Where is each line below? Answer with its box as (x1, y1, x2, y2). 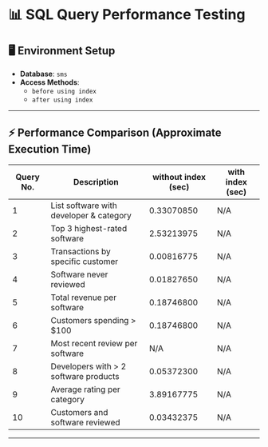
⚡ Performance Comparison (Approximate (8, 126, 222, 140)
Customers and (50, 406, 108, 417)
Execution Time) (8, 142, 92, 156)
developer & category (50, 210, 132, 221)
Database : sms (19, 69, 68, 78)
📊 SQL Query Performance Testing (8, 6, 246, 24)
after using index (31, 96, 93, 104)
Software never (50, 269, 108, 280)
